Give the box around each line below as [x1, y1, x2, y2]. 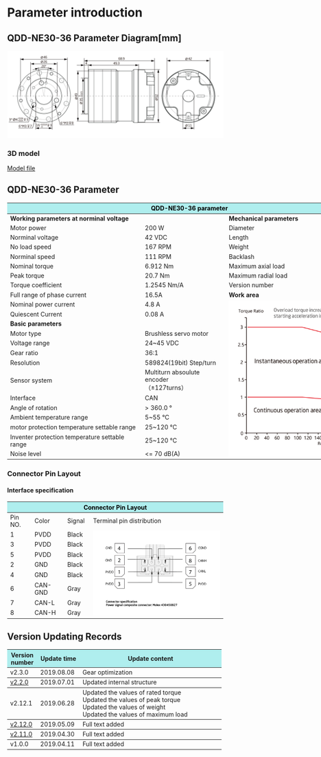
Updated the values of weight [82, 703, 166, 711]
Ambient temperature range [10, 414, 88, 422]
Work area [228, 291, 259, 299]
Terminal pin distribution [93, 517, 162, 525]
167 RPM [145, 242, 171, 251]
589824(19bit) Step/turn [145, 359, 217, 367]
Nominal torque [10, 262, 53, 270]
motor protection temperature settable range [10, 422, 136, 431]
